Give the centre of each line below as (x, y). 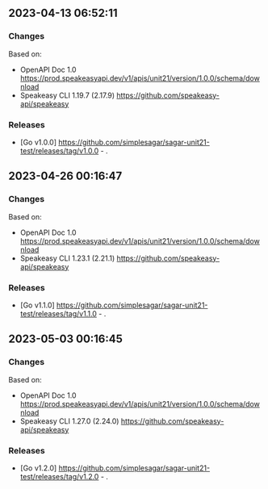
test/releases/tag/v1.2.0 (59, 476)
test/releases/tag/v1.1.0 (58, 313)
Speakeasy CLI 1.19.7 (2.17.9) (67, 95)
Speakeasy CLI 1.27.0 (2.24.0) (69, 421)
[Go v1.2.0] (38, 468)
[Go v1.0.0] (38, 142)
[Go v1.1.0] (37, 305)
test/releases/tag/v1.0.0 (59, 150)
